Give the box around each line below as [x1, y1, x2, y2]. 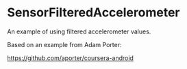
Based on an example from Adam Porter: [7, 40, 122, 49]
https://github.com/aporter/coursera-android [7, 53, 134, 62]
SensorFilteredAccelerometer [7, 5, 180, 20]
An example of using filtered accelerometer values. [7, 27, 151, 36]
